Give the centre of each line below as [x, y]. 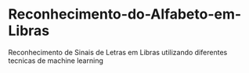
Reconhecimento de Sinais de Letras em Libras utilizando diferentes [118, 52]
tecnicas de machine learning [56, 61]
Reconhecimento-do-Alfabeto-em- [125, 14]
